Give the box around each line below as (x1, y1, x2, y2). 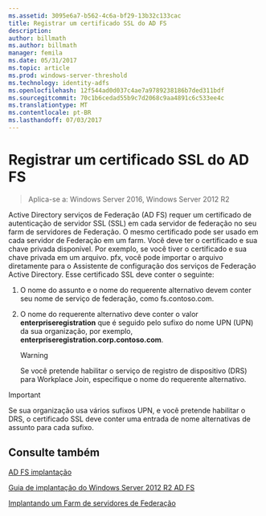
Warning (19, 350, 48, 360)
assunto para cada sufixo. (8, 422, 94, 432)
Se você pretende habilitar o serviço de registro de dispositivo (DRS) (19, 366, 248, 376)
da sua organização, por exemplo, (19, 326, 133, 335)
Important (8, 390, 41, 400)
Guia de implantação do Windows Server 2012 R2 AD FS (8, 482, 195, 492)
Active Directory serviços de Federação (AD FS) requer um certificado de (8, 209, 252, 219)
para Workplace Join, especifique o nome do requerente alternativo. (19, 374, 247, 384)
